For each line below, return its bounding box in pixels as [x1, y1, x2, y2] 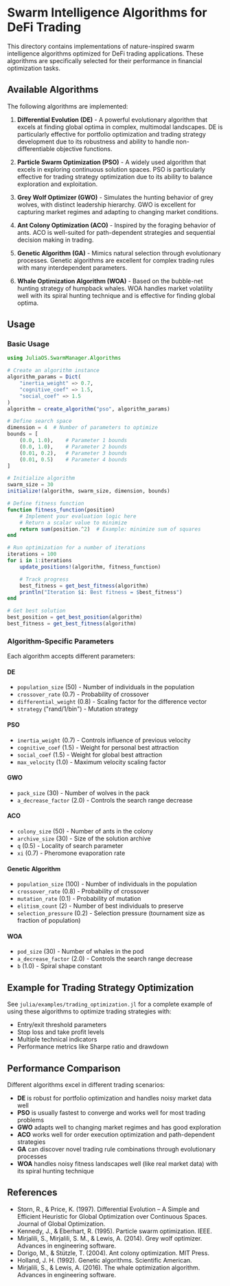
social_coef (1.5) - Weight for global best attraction [16, 750, 163, 759]
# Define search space [7, 417, 72, 425]
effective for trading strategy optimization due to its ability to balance [16, 172, 213, 181]
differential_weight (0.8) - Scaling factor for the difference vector [16, 698, 207, 706]
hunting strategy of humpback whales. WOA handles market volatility [16, 284, 213, 292]
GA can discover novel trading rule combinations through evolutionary [16, 1145, 216, 1153]
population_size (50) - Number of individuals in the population [16, 683, 194, 691]
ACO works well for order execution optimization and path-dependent [16, 1131, 215, 1139]
